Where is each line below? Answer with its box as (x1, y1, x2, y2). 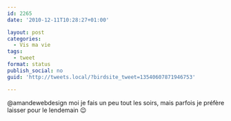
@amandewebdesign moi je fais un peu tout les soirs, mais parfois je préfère (7, 98, 225, 107)
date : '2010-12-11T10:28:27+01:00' (7, 16, 110, 23)
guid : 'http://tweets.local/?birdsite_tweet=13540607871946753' (7, 74, 196, 80)
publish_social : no (7, 67, 63, 74)
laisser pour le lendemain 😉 (7, 106, 87, 114)
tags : (7, 48, 23, 55)
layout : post (7, 29, 45, 36)
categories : (7, 35, 41, 42)
